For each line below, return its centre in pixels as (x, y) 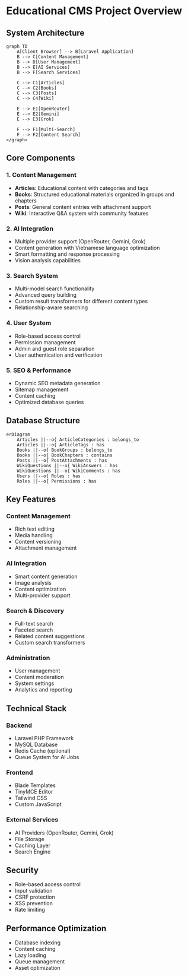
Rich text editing (35, 529)
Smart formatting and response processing (67, 254)
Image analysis (33, 582)
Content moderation (39, 677)
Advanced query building (46, 295)
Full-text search (34, 623)
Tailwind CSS (31, 798)
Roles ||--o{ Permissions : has (57, 481)
